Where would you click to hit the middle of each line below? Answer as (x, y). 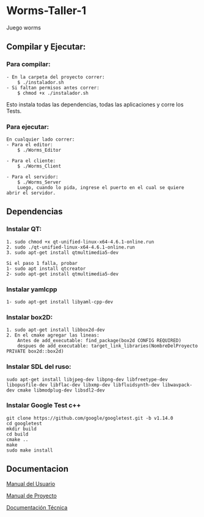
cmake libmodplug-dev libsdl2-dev (61, 390)
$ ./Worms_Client (39, 166)
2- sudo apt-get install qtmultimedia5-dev (63, 274)
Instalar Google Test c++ (44, 406)
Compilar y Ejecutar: (46, 47)
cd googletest (24, 423)
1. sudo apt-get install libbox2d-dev (56, 330)
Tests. (14, 111)
